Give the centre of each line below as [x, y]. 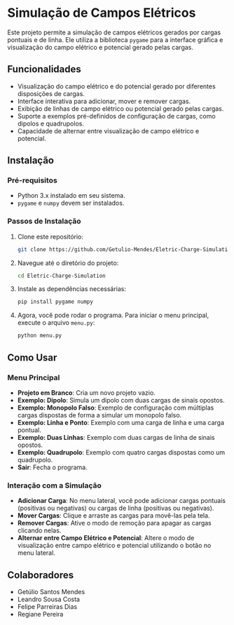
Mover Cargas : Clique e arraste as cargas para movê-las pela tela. [113, 516]
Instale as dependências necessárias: [72, 289]
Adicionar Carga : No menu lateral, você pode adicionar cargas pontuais [122, 501]
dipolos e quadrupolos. [50, 123]
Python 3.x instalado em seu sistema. [71, 196]
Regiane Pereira [40, 614]
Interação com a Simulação [54, 485]
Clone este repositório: [50, 236]
